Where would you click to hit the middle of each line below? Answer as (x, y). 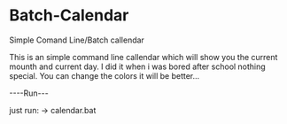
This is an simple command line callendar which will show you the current (143, 57)
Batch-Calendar (69, 15)
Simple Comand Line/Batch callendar (77, 40)
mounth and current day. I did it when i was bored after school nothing (137, 66)
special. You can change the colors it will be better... (105, 75)
